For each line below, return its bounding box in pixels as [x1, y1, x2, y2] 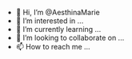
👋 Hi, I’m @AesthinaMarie [15, 8, 100, 17]
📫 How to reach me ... [15, 42, 90, 51]
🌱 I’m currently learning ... [15, 25, 102, 33]
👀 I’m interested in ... [15, 16, 84, 26]
